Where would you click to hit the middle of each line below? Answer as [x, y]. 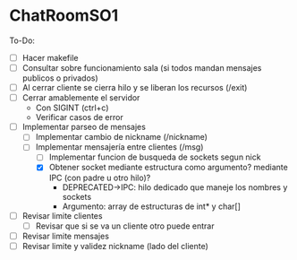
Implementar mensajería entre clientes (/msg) [119, 147]
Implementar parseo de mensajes [84, 127]
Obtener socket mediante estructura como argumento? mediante [168, 168]
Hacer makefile [50, 57]
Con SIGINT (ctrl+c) [72, 108]
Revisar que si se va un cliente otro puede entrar [125, 226]
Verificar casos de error [79, 117]
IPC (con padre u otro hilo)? [100, 178]
